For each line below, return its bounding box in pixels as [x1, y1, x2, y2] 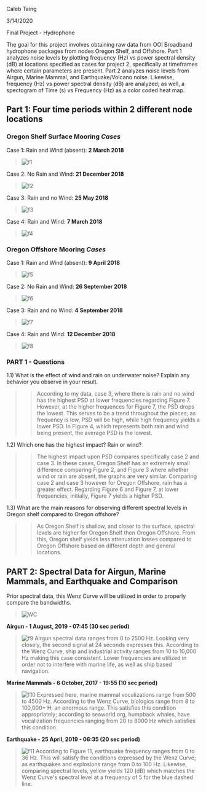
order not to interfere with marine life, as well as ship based [21, 661, 172, 668]
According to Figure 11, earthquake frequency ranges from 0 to [36, 748, 195, 755]
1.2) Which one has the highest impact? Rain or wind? [6, 441, 142, 449]
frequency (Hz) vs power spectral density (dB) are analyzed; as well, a [6, 80, 185, 87]
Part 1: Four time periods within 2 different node [6, 104, 192, 115]
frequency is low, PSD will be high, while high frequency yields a [36, 416, 200, 423]
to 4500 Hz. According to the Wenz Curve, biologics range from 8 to [21, 697, 195, 705]
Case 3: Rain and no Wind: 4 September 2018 [6, 307, 123, 314]
